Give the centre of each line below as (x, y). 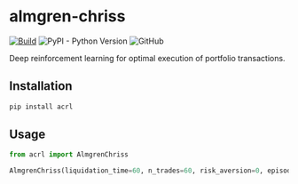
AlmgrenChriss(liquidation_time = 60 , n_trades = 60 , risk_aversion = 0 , (137, 171)
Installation (41, 86)
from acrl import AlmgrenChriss (69, 155)
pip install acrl (41, 107)
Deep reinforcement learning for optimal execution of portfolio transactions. (147, 58)
